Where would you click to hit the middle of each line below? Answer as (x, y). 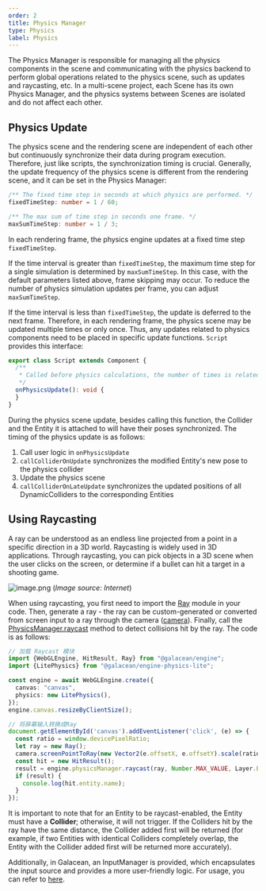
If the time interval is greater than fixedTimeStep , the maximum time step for (132, 263)
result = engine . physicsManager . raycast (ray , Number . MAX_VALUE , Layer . (136, 768)
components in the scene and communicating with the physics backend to (129, 69)
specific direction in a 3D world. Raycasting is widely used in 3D (113, 547)
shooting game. (34, 572)
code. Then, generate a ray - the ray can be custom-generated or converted (133, 611)
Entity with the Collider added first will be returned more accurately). (120, 847)
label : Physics (33, 38)
